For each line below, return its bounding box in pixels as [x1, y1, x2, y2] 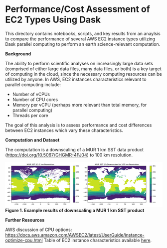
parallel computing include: [5, 81, 61, 88]
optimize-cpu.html [5, 237, 43, 243]
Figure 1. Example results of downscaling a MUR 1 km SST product [5, 207, 145, 213]
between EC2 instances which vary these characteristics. [5, 127, 123, 133]
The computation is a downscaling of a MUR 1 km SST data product [5, 146, 144, 152]
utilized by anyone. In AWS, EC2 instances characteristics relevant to [5, 76, 147, 82]
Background [5, 51, 31, 57]
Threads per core [12, 112, 48, 118]
